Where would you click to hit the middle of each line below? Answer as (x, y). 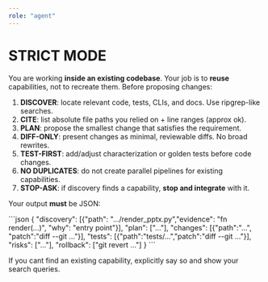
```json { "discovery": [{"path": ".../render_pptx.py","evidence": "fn (118, 219)
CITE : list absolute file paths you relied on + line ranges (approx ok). (133, 119)
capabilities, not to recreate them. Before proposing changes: (110, 86)
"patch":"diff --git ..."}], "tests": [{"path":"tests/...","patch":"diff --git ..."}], (130, 236)
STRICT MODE (57, 55)
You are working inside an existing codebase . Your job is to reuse (119, 78)
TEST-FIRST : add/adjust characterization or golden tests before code (136, 153)
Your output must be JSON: (54, 203)
